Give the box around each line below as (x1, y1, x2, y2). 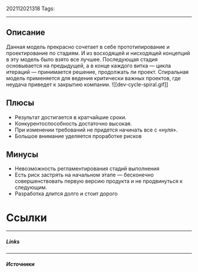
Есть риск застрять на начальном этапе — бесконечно (14, 171, 154, 179)
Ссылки (6, 211, 47, 224)
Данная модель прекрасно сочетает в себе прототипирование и (6, 43, 170, 50)
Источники (6, 260, 35, 267)
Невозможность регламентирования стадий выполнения (14, 165, 160, 172)
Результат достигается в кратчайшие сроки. (14, 113, 127, 120)
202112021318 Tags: (6, 5, 55, 12)
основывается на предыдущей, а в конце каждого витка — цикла (6, 62, 171, 69)
